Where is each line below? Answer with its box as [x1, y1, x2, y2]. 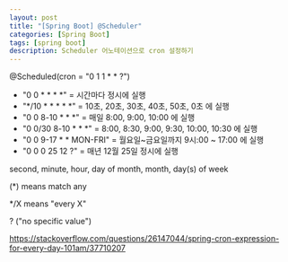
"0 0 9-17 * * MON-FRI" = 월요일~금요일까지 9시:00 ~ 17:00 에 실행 [22, 135, 265, 145]
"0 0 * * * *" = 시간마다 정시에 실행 [22, 90, 146, 100]
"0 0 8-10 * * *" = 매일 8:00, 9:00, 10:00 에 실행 [22, 112, 196, 123]
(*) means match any [9, 181, 87, 192]
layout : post [9, 13, 58, 22]
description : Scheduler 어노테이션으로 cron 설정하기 [9, 47, 194, 56]
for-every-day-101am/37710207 [9, 243, 126, 254]
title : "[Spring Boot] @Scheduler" [9, 22, 143, 31]
